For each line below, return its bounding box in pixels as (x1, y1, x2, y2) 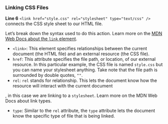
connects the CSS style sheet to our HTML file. (5, 21, 103, 27)
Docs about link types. (5, 98, 52, 104)
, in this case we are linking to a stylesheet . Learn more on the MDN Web (5, 92, 158, 99)
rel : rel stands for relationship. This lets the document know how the (12, 77, 157, 84)
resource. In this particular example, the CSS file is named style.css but (12, 62, 163, 68)
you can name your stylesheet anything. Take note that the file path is (12, 67, 158, 73)
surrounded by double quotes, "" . (12, 72, 83, 78)
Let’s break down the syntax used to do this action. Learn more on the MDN (5, 31, 162, 37)
